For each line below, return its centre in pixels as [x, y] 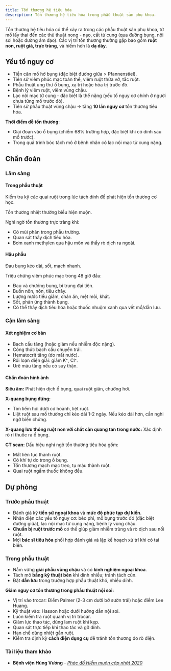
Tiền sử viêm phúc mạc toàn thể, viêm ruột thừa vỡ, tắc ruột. [76, 79]
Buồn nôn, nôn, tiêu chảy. [40, 291]
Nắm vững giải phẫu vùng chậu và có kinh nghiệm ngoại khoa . [80, 570]
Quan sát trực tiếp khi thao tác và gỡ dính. [57, 628]
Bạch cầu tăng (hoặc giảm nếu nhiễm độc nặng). [64, 344]
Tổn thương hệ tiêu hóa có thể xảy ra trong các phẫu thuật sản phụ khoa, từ [85, 29]
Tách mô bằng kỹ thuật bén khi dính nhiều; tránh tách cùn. [75, 575]
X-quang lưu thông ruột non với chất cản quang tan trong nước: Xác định [83, 429]
